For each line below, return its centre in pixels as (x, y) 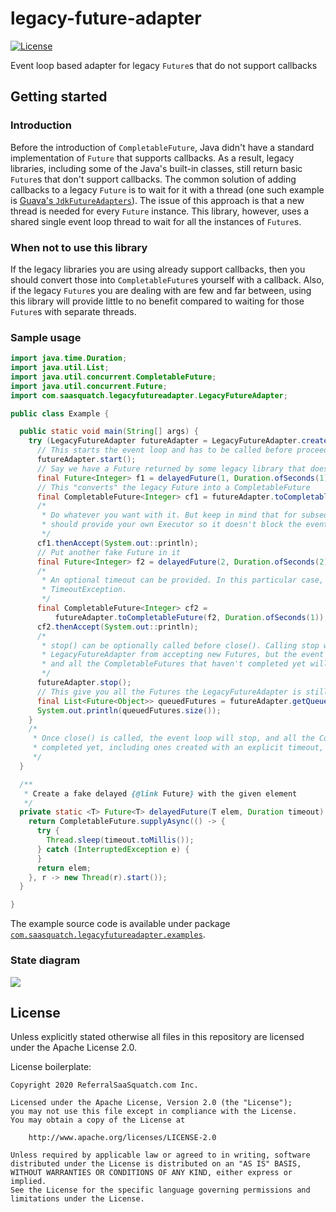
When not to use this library (79, 247)
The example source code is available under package (120, 924)
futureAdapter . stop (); (84, 683)
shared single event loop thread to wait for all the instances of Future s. (156, 221)
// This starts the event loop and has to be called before (164, 450)
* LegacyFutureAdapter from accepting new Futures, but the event (183, 655)
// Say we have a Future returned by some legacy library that (171, 468)
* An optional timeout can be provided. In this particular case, (183, 580)
